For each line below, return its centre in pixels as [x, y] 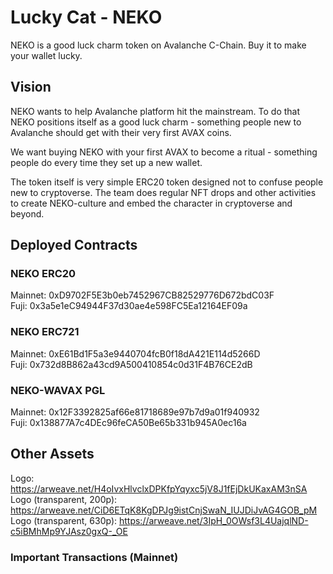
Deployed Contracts [74, 245]
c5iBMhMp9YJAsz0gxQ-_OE [69, 531]
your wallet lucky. [46, 55]
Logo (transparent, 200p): [64, 499]
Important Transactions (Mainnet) [94, 557]
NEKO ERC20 [43, 274]
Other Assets [52, 454]
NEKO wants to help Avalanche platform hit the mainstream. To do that [155, 111]
